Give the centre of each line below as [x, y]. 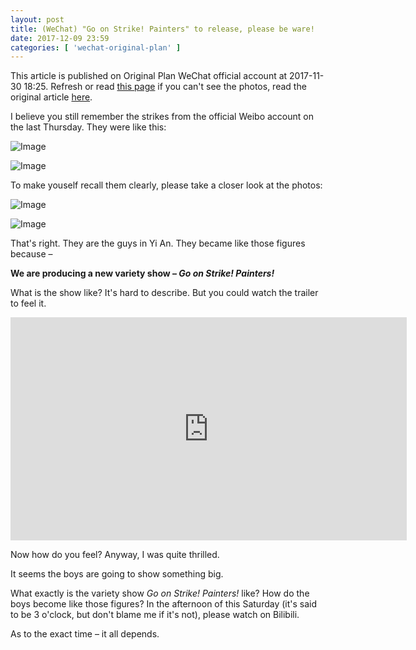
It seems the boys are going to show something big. [117, 573]
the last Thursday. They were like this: [88, 127]
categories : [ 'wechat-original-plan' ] [96, 47]
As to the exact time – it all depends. [85, 633]
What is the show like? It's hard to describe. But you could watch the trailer [164, 293]
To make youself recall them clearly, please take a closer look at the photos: [166, 185]
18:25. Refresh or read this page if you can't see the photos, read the [165, 87]
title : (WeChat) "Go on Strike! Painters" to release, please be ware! [162, 29]
